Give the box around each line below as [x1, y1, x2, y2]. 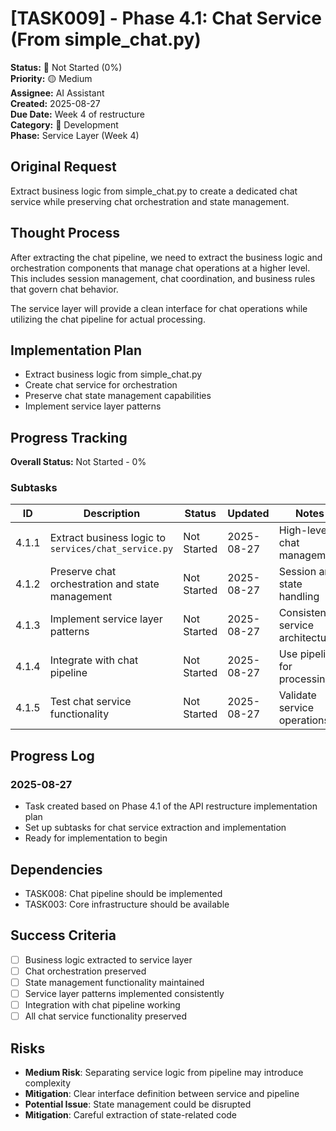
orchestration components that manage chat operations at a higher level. [10, 262, 311, 274]
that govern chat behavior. [10, 283, 119, 295]
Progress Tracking [10, 429, 128, 446]
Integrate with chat [49, 653, 139, 667]
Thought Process [10, 225, 120, 242]
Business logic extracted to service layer [24, 953, 193, 966]
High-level [278, 523, 330, 537]
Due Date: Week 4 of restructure [10, 108, 145, 120]
